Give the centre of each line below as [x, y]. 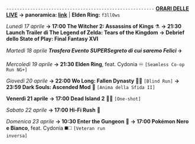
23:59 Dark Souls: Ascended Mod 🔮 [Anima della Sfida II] [81, 87]
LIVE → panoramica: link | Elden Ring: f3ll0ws [63, 15]
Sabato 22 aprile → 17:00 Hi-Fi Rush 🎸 [53, 110]
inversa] [17, 136]
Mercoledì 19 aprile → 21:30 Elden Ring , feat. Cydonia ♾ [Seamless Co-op [95, 64]
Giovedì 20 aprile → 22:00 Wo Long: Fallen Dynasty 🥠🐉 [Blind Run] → [93, 81]
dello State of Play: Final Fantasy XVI [52, 39]
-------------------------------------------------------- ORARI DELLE [97, 9]
